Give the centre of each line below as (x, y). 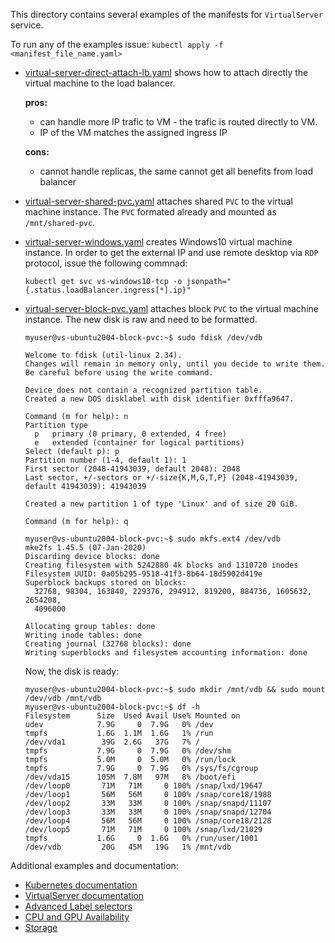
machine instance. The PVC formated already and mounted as (150, 212)
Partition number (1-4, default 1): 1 (105, 460)
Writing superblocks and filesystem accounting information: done (166, 653)
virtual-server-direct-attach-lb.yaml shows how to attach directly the (166, 72)
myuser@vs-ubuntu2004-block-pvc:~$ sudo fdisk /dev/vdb (143, 338)
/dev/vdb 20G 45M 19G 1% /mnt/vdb (128, 847)
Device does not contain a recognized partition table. (143, 390)
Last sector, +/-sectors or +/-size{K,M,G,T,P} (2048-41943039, (161, 478)
